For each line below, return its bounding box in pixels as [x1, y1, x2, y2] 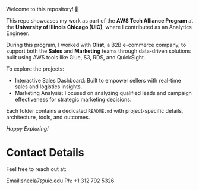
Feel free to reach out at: [6, 165, 67, 172]
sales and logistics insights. [14, 83, 83, 90]
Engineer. [6, 30, 30, 37]
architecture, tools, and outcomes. [6, 113, 90, 121]
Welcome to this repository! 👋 [6, 6, 79, 12]
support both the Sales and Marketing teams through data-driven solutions [6, 47, 191, 55]
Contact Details [6, 146, 84, 160]
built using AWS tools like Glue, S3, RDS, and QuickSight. [6, 54, 146, 61]
